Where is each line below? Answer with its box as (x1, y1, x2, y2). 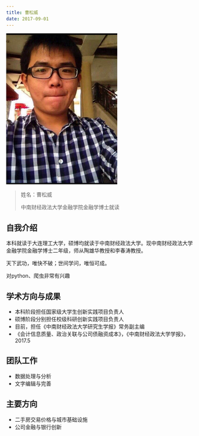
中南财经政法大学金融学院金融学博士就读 (20, 203, 120, 211)
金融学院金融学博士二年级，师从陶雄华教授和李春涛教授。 (6, 247, 146, 254)
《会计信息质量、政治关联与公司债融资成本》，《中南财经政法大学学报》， (14, 330, 189, 338)
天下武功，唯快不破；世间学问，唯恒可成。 (6, 260, 110, 267)
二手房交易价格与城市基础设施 (14, 416, 88, 423)
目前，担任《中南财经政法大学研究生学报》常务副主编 (14, 323, 145, 330)
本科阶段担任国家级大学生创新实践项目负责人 (14, 308, 124, 316)
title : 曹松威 (6, 9, 38, 15)
